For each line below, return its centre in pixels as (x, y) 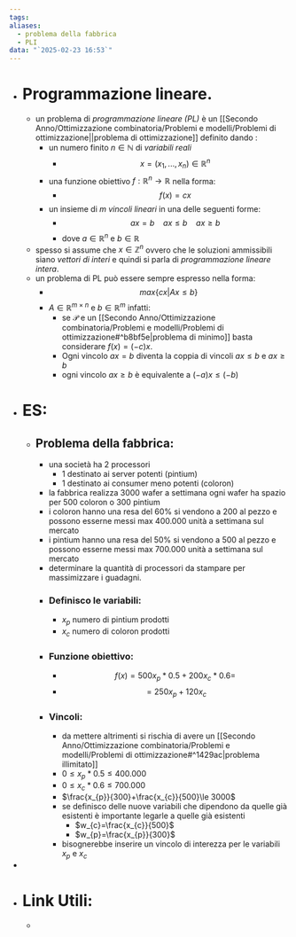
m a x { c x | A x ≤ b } (169, 293)
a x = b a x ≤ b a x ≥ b (175, 223)
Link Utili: (57, 900)
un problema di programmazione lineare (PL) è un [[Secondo (147, 119)
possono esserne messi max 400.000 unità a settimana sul (156, 521)
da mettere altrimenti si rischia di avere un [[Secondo (159, 736)
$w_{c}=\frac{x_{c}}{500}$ (125, 824)
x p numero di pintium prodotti (116, 621)
